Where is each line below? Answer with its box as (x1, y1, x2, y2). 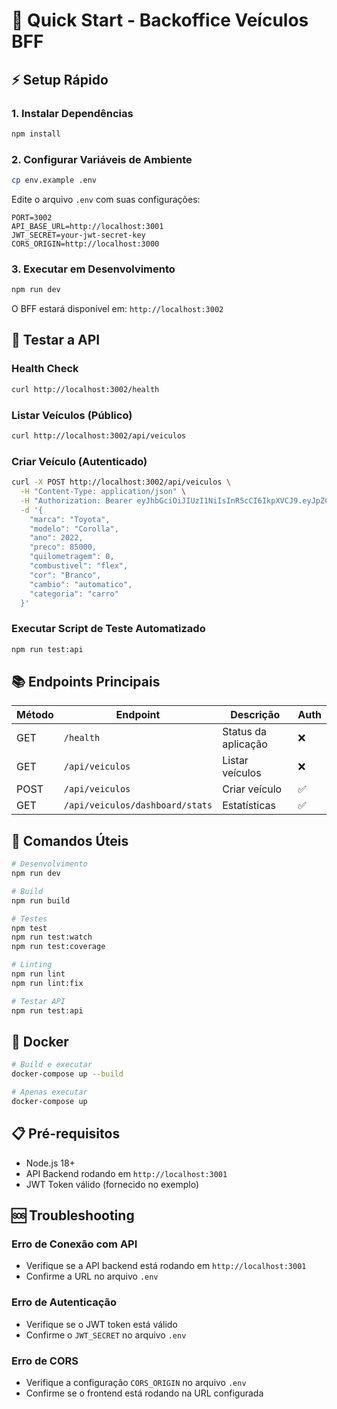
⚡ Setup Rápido (11, 71, 109, 88)
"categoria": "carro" (29, 589, 119, 599)
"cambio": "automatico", (29, 579, 133, 589)
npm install (11, 129, 61, 139)
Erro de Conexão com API (11, 1237, 138, 1251)
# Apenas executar (11, 1087, 88, 1098)
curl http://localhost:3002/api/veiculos (11, 430, 187, 441)
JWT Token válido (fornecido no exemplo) (25, 1178, 199, 1190)
